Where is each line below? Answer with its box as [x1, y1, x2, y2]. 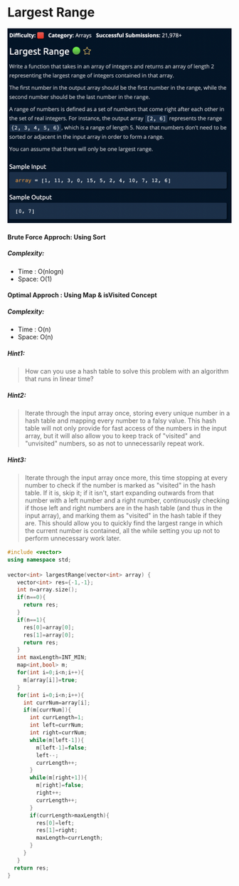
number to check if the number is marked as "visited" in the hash [24, 481, 216, 490]
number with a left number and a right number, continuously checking [24, 496, 230, 505]
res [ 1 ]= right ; [36, 827, 78, 834]
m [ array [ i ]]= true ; [23, 676, 78, 684]
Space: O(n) [17, 333, 53, 341]
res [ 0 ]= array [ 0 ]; [23, 624, 75, 631]
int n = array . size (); [16, 586, 78, 594]
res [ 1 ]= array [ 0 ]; [23, 632, 75, 639]
